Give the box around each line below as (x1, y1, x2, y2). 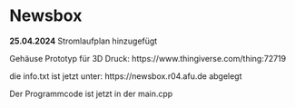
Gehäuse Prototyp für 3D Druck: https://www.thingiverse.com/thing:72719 (9, 53, 287, 64)
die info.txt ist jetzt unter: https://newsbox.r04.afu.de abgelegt (9, 70, 242, 82)
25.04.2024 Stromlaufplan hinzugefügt (9, 35, 158, 46)
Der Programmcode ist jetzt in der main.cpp (9, 88, 173, 99)
